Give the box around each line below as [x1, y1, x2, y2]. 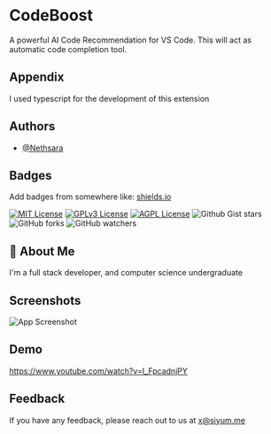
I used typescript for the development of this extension [9, 93, 210, 104]
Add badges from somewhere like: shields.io [9, 191, 172, 202]
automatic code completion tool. [9, 43, 128, 54]
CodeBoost [9, 5, 94, 26]
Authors [9, 119, 56, 134]
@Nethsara [21, 143, 64, 153]
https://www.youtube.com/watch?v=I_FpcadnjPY [9, 365, 188, 376]
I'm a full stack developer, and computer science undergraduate [9, 267, 244, 278]
